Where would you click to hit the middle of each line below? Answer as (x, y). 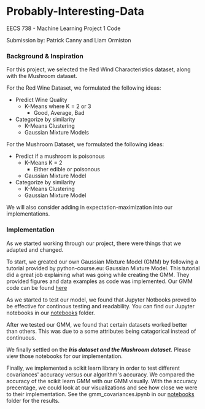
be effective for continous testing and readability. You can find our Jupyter (101, 306)
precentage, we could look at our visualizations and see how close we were (102, 388)
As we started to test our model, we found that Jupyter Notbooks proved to (101, 300)
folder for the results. (33, 400)
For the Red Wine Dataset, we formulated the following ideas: (84, 88)
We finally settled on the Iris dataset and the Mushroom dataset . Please (99, 349)
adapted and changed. (35, 249)
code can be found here (37, 287)
